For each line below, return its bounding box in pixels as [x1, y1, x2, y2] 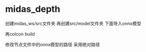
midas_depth [5, 3, 60, 15]
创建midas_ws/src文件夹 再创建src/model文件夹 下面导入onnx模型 [5, 20, 141, 26]
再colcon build [5, 31, 35, 37]
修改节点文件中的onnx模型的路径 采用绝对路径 [5, 41, 100, 48]
